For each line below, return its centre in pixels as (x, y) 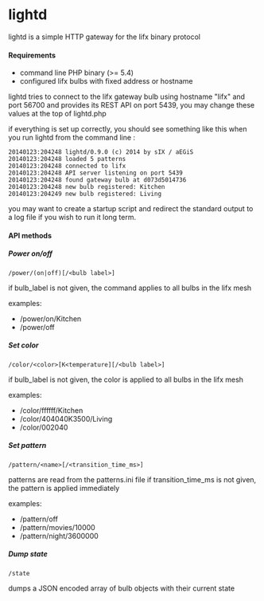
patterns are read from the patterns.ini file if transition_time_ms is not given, (132, 479)
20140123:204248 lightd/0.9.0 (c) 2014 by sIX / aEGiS (101, 152)
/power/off (37, 327)
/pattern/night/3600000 (59, 536)
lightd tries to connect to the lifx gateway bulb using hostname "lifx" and (126, 96)
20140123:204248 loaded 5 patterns (67, 159)
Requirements (32, 55)
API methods (30, 235)
